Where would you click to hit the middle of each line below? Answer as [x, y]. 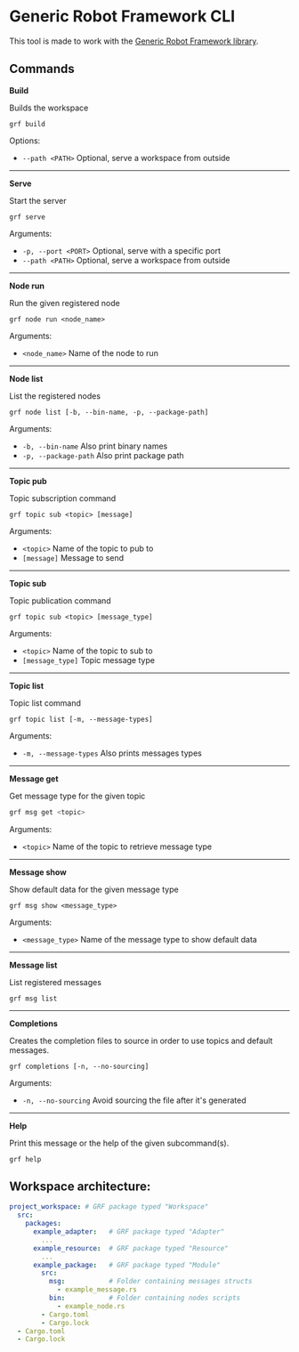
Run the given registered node [65, 303]
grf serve [28, 217]
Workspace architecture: [80, 1187]
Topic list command [45, 703]
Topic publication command [60, 600]
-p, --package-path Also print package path [103, 455]
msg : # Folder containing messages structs [150, 1282]
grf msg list [33, 999]
